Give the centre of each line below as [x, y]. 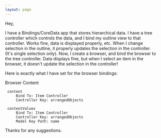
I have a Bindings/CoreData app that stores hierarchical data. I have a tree [79, 33]
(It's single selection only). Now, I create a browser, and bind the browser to [80, 53]
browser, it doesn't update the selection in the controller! [62, 64]
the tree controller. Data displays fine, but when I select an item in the [74, 58]
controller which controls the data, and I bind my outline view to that [73, 38]
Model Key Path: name [38, 121]
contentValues [21, 108]
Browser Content [22, 83]
